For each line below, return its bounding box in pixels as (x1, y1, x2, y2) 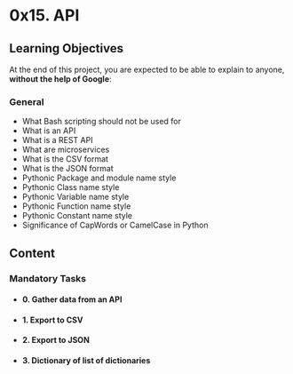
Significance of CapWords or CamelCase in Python (21, 219, 209, 231)
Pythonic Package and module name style (21, 172, 177, 183)
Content (9, 245, 56, 260)
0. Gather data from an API (21, 294, 123, 305)
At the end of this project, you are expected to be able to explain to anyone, (9, 64, 285, 75)
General (9, 95, 44, 107)
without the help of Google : (9, 74, 113, 84)
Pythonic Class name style (21, 182, 120, 193)
